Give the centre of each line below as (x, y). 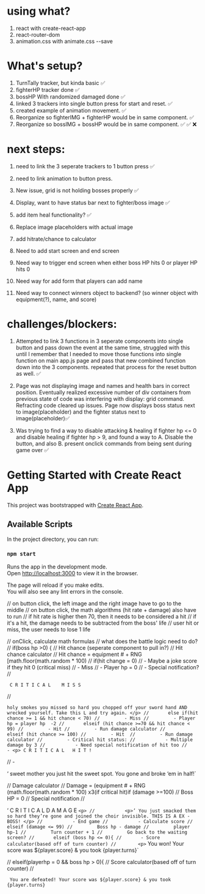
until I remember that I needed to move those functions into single (99, 354)
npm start (21, 554)
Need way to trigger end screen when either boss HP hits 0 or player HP (106, 263)
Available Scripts (40, 524)
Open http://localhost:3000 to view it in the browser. (73, 573)
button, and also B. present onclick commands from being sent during (103, 443)
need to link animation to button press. (64, 178)
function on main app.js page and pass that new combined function (101, 360)
